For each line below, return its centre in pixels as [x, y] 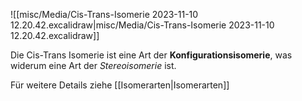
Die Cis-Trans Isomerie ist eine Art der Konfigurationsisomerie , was [151, 55]
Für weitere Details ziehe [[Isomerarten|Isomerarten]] [120, 85]
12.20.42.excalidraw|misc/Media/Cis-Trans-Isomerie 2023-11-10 [142, 25]
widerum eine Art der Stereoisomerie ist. [93, 65]
